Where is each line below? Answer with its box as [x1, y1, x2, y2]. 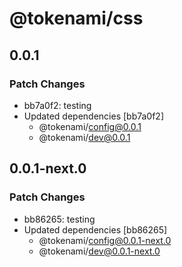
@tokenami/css [9, 7, 144, 30]
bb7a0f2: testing [23, 99, 92, 111]
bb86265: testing [23, 213, 96, 225]
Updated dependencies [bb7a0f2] [23, 110, 165, 122]
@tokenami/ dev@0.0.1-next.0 [38, 245, 161, 257]
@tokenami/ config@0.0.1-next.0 [38, 234, 172, 246]
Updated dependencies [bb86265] [23, 223, 168, 236]
